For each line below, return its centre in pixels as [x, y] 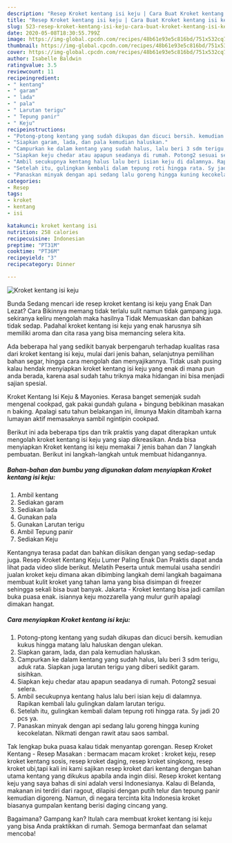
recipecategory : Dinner [41, 265]
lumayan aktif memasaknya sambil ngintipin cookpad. [84, 418]
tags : [15, 194]
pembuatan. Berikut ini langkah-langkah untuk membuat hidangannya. [107, 454]
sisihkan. [30, 674]
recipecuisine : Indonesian [46, 239]
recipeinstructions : [37, 130]
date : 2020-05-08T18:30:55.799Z [54, 33]
